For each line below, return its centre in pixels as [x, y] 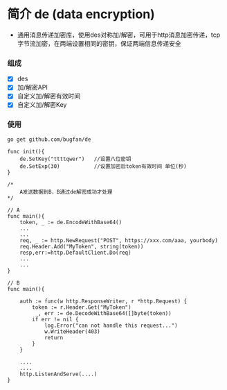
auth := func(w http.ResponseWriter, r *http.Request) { [103, 301]
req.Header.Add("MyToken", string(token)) [82, 246]
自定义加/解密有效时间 [49, 96]
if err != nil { [55, 319]
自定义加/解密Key [42, 105]
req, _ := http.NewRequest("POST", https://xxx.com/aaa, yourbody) [119, 240]
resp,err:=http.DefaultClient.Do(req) [75, 253]
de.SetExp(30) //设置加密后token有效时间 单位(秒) [103, 166]
